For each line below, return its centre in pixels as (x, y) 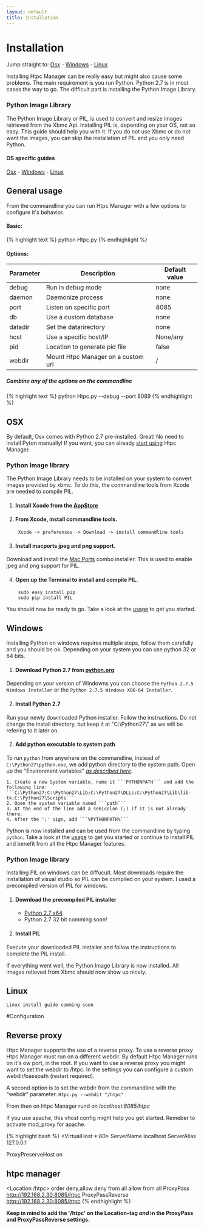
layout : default (27, 12)
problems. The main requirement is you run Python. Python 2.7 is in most (97, 83)
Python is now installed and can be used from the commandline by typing (98, 831)
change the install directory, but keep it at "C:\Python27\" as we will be (95, 724)
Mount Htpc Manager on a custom (95, 357)
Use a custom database (80, 317)
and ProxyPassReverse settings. (48, 1220)
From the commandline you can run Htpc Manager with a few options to (96, 205)
